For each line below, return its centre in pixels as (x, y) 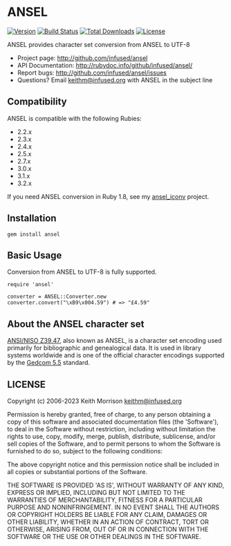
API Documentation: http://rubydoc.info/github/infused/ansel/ (105, 65)
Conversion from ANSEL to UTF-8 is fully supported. (82, 272)
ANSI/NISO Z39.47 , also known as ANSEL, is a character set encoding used (115, 341)
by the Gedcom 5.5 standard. (49, 363)
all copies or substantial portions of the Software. (77, 472)
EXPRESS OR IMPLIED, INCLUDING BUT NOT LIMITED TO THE (96, 492)
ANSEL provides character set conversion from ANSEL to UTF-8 (99, 44)
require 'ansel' (30, 285)
